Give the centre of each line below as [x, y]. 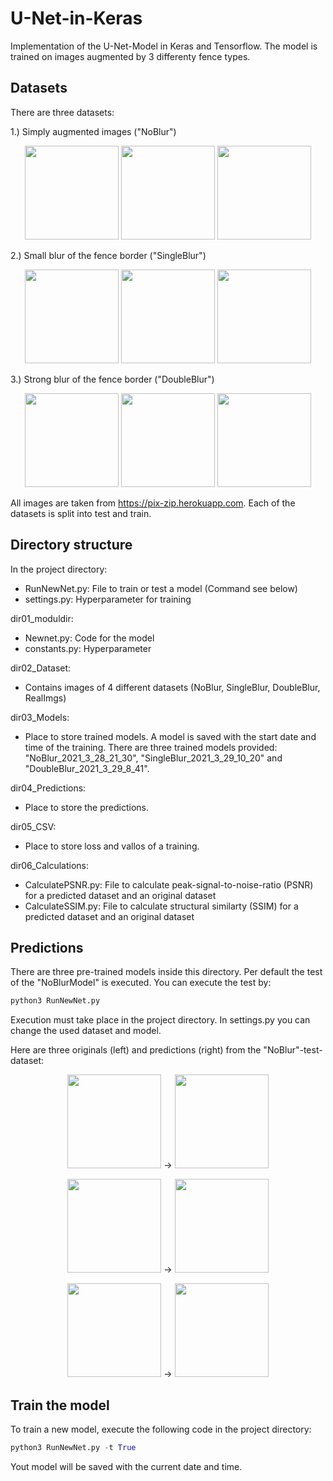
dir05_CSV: [33, 826]
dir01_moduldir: [42, 618]
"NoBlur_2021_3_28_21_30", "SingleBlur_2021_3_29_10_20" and [153, 758]
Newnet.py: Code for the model [89, 638]
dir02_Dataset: [41, 668]
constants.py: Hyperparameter [88, 648]
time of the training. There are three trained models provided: [151, 747]
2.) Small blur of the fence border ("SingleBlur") [108, 255]
